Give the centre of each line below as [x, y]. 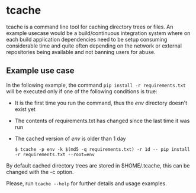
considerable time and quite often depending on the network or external [94, 46]
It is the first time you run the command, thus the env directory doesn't [101, 103]
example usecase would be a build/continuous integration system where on [98, 33]
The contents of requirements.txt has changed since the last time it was [102, 121]
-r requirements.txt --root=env [54, 154]
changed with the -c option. [40, 172]
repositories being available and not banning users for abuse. [81, 52]
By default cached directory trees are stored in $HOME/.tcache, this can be [98, 165]
